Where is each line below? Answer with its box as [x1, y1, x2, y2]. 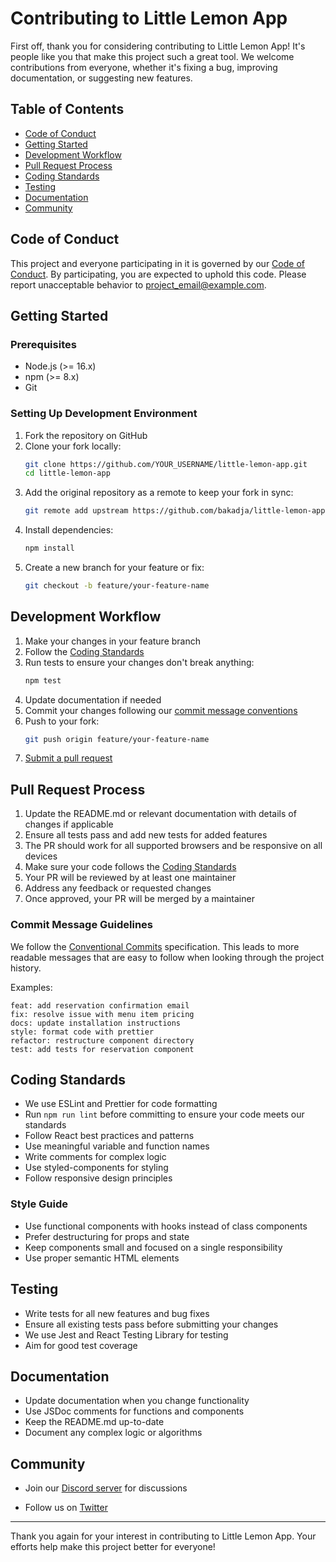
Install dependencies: [24, 524, 114, 536]
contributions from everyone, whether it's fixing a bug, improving [10, 61, 278, 73]
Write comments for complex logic [24, 1151, 167, 1163]
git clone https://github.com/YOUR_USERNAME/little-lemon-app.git [24, 459, 308, 469]
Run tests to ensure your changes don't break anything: [24, 656, 255, 668]
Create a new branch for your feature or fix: [24, 562, 205, 574]
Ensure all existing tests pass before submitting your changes [24, 1318, 279, 1330]
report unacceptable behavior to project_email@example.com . [10, 278, 267, 291]
